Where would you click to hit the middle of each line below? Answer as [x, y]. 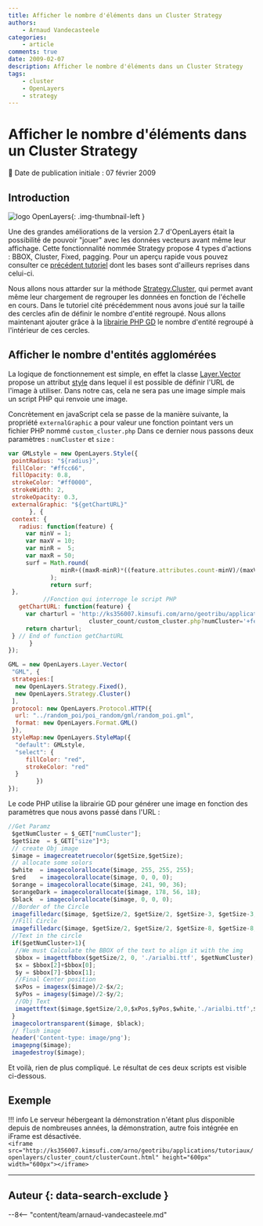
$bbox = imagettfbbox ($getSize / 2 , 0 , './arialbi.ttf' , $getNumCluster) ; [136, 958]
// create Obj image [45, 848]
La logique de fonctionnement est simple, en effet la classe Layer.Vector [124, 374]
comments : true [33, 52]
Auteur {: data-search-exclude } [88, 1196]
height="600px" [187, 1157]
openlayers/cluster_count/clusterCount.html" [83, 1157]
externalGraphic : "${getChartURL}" [69, 504]
